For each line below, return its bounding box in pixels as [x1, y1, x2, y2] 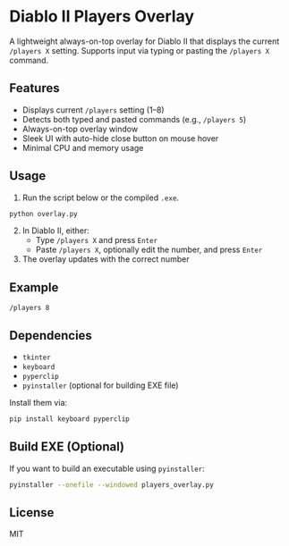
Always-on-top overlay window [21, 123, 139, 134]
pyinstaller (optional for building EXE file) [21, 380, 179, 391]
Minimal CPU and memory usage [21, 142, 144, 153]
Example [9, 280, 59, 295]
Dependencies [9, 328, 92, 343]
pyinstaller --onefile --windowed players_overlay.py [9, 480, 215, 489]
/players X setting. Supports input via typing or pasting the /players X [9, 45, 270, 55]
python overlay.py [9, 209, 78, 218]
